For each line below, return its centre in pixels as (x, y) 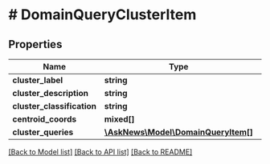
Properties (35, 44)
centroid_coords (45, 119)
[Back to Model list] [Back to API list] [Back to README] (100, 152)
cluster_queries (43, 132)
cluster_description (51, 93)
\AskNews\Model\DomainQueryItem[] (178, 132)
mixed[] (119, 119)
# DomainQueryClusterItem (102, 15)
